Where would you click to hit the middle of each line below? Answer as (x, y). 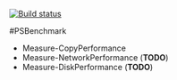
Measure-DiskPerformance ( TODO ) (88, 67)
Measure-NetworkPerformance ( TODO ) (95, 57)
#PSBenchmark (38, 31)
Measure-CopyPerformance (74, 48)
